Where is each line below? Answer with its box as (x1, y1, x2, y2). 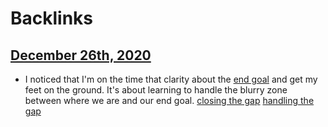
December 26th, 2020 (10, 47, 152, 64)
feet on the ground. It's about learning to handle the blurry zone (24, 84, 288, 96)
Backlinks (10, 7, 94, 30)
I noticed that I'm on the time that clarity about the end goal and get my (24, 73, 318, 85)
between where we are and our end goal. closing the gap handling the (24, 95, 315, 106)
